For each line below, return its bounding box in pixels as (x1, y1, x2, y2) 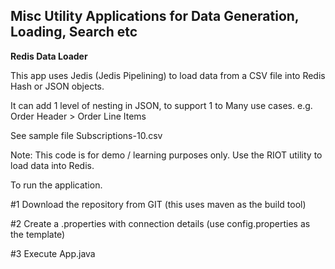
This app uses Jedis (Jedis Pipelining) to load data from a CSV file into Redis (10, 69, 326, 81)
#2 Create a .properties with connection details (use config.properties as (10, 217, 311, 229)
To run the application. (10, 179, 103, 191)
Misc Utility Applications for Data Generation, (10, 8, 300, 25)
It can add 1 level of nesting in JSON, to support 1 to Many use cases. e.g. (10, 99, 313, 111)
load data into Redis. (10, 159, 95, 171)
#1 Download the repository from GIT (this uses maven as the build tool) (10, 198, 307, 210)
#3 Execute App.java (10, 247, 96, 259)
